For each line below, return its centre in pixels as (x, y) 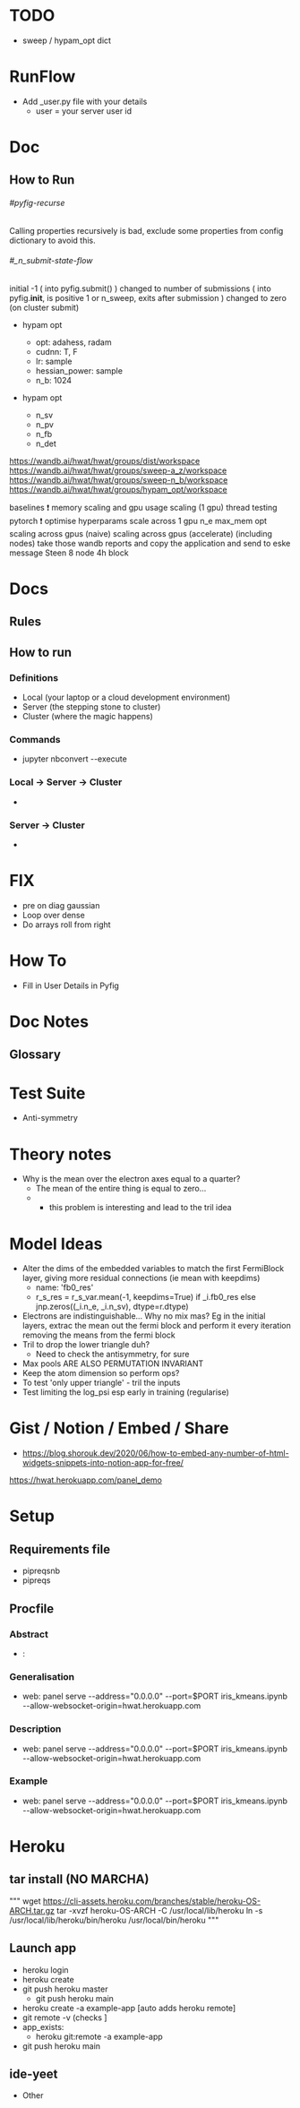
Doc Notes (49, 1022)
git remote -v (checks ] (64, 2018)
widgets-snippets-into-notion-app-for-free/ (103, 1463)
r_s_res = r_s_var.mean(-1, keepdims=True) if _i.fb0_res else (146, 1297)
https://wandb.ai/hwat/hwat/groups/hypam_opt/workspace (118, 489)
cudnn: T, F (56, 351)
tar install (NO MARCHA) (79, 1879)
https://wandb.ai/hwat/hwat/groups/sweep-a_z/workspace (118, 470)
